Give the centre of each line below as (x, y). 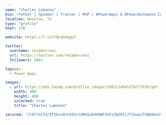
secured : (14, 115)
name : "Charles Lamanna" (31, 10)
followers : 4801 (26, 60)
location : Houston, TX (28, 19)
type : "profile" (22, 24)
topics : (13, 69)
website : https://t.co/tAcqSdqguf (41, 37)
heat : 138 (15, 28)
